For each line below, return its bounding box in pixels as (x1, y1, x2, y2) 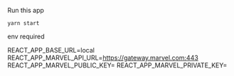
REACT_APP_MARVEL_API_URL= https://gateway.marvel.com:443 (7, 53, 199, 62)
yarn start (7, 20, 40, 27)
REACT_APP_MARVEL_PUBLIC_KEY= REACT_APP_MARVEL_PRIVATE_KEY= (7, 61, 228, 70)
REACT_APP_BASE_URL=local (7, 46, 95, 54)
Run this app (7, 6, 45, 14)
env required (7, 32, 45, 40)
